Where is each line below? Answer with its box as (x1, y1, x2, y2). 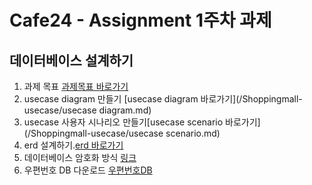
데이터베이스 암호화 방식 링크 (23, 152, 137, 163)
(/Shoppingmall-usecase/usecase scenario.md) (23, 127, 221, 139)
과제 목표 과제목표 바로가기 (23, 81, 129, 92)
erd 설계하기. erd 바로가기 (23, 139, 124, 151)
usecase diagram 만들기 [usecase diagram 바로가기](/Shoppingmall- (23, 93, 303, 105)
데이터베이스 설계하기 (9, 52, 134, 69)
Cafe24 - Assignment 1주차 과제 (9, 9, 272, 32)
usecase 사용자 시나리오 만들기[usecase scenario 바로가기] (23, 116, 261, 128)
